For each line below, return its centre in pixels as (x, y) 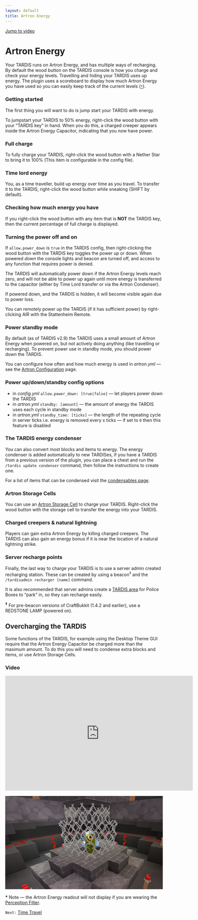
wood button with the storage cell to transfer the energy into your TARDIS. (81, 510)
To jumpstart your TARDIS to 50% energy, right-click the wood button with (82, 120)
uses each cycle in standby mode (47, 409)
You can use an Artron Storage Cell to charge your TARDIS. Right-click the (82, 504)
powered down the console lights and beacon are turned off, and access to (82, 258)
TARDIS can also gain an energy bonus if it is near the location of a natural (82, 539)
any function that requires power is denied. (49, 264)
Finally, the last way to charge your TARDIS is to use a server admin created (83, 568)
